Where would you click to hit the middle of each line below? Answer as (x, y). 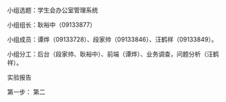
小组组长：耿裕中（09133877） (52, 25)
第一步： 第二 (26, 92)
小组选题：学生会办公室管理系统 (53, 10)
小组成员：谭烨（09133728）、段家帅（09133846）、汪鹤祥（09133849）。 (112, 39)
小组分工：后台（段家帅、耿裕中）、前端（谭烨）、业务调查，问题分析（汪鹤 (113, 54)
